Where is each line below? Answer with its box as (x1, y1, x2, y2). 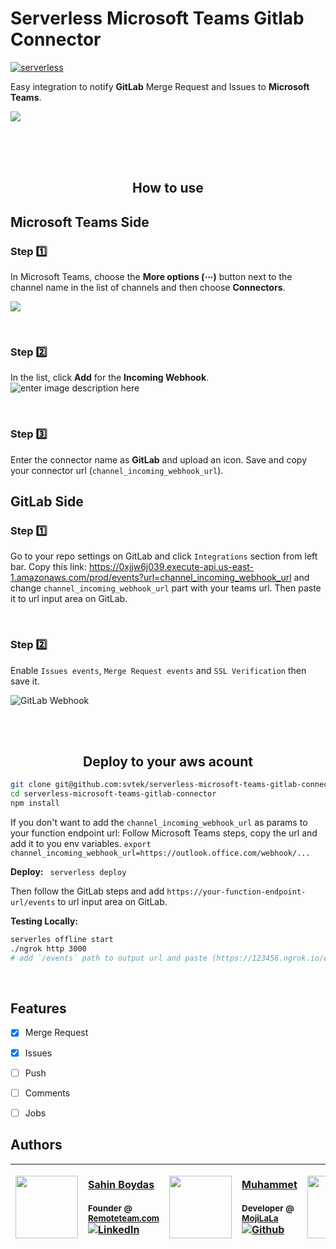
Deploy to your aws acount (83, 753, 253, 770)
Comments (24, 1087, 71, 1099)
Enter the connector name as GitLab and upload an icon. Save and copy (10, 453, 307, 466)
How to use (132, 180, 204, 197)
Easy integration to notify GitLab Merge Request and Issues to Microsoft (10, 80, 310, 92)
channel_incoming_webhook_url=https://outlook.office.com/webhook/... (10, 848, 311, 859)
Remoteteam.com (88, 1212, 160, 1224)
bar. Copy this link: (10, 561, 88, 573)
